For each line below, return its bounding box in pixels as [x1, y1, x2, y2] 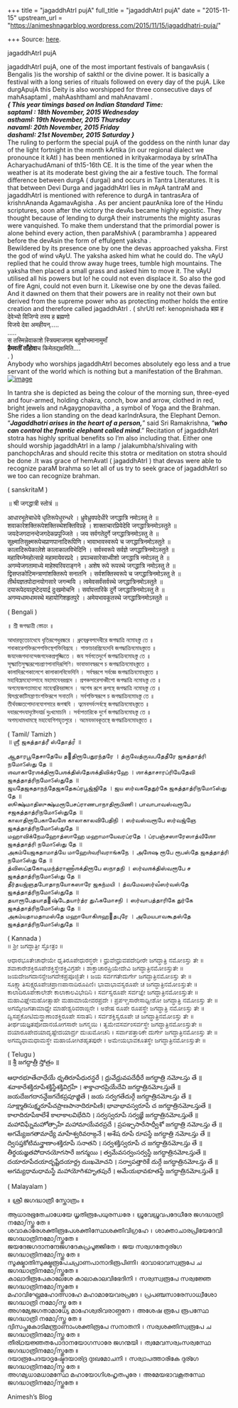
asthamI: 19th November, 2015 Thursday [7, 115, 131, 124]
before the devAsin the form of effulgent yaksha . [7, 236, 151, 245]
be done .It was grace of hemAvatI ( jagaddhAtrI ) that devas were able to [7, 457, 222, 465]
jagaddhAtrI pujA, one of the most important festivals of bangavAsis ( [7, 63, 210, 70]
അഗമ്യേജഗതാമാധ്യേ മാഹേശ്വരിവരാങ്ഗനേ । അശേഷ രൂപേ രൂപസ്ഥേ [7, 1306, 209, 1315]
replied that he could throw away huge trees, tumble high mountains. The [7, 259, 222, 268]
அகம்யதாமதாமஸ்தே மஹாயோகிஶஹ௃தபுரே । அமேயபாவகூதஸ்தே [7, 912, 191, 920]
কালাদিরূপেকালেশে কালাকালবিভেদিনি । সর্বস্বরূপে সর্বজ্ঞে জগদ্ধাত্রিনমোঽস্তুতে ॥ [7, 668, 160, 676]
